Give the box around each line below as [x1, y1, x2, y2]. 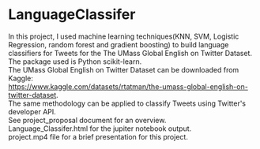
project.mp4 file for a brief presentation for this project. [8, 132, 188, 141]
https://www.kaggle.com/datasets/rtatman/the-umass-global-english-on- [8, 81, 249, 91]
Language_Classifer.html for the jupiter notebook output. [8, 124, 192, 133]
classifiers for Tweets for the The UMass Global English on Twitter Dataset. [8, 48, 253, 58]
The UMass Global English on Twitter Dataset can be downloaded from [8, 65, 239, 74]
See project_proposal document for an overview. [8, 115, 167, 125]
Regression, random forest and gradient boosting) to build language [8, 39, 229, 49]
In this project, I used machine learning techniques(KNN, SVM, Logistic [8, 32, 239, 41]
